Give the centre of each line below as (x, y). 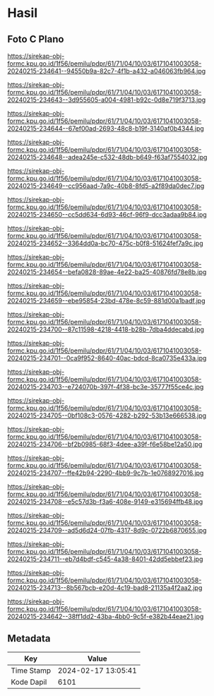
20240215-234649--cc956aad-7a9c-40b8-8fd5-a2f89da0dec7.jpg (106, 186)
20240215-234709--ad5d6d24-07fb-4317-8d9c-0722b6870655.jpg (107, 530)
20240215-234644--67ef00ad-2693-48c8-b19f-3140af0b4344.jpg (106, 128)
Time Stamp (31, 671)
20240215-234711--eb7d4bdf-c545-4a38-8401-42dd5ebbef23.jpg (105, 559)
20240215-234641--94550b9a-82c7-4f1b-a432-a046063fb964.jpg (107, 71)
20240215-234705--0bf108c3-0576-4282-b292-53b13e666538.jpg (107, 415)
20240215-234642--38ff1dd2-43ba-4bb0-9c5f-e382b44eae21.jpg (106, 617)
